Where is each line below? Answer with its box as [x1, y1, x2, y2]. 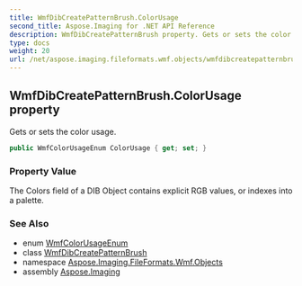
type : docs [9, 38, 50, 48]
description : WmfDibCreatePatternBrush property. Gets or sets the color [9, 30, 292, 39]
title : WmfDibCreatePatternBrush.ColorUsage [9, 13, 179, 22]
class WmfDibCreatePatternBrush [22, 247, 147, 258]
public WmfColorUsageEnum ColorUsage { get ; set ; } [9, 143, 207, 153]
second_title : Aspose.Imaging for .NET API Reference [9, 22, 216, 31]
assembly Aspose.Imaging [22, 266, 121, 277]
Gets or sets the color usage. [9, 126, 117, 137]
